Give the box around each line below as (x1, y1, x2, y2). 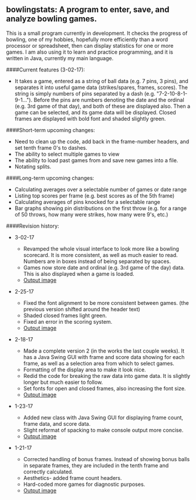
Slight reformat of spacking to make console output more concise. (23, 426, 184, 433)
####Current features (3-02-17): (6, 66, 85, 73)
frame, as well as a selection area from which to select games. (23, 360, 175, 367)
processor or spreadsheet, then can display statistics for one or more (6, 42, 174, 49)
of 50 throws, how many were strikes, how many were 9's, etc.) (14, 210, 168, 218)
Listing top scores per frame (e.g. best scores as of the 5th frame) (14, 192, 175, 199)
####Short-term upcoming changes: (6, 126, 95, 133)
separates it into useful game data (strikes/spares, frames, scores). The (14, 84, 188, 91)
